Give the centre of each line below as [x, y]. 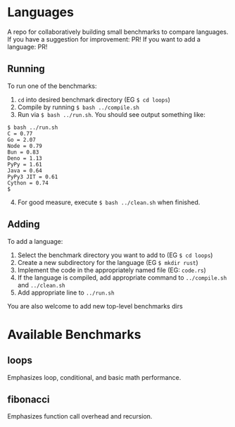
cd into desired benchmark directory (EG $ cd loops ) [94, 99]
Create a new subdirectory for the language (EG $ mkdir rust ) [108, 262]
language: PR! [27, 47]
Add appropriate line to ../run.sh [66, 292]
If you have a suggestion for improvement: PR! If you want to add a [104, 39]
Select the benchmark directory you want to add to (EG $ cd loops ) [115, 255]
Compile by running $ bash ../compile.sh [78, 107]
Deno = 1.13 [25, 158]
